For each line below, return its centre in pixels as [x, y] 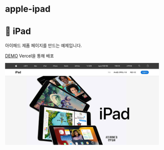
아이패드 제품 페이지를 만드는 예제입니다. [43, 45]
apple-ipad [28, 9]
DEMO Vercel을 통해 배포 [30, 56]
